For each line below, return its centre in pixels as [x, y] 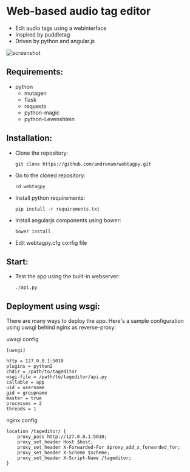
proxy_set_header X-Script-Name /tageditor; [74, 458]
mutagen [35, 93]
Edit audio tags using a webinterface [61, 28]
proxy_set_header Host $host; [56, 442]
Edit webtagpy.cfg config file [51, 242]
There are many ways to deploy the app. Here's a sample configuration [95, 321]
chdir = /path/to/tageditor [42, 372]
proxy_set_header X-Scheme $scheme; [64, 453]
